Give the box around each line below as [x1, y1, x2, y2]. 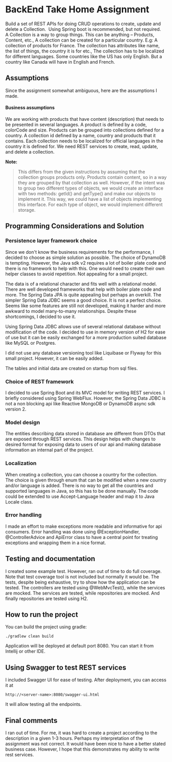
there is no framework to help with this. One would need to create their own [5, 265, 165, 271]
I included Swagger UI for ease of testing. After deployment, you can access [5, 677, 166, 683]
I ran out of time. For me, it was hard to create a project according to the [5, 730, 158, 736]
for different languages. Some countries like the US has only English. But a [5, 53, 162, 60]
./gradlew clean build [5, 634, 54, 639]
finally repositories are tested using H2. [5, 595, 89, 602]
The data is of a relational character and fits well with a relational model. [5, 281, 157, 287]
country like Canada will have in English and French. [5, 59, 115, 65]
